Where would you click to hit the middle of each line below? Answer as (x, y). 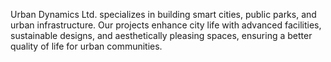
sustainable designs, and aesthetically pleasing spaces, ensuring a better (161, 35)
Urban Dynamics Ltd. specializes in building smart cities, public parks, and (163, 14)
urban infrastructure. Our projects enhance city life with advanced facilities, (166, 25)
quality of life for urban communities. (86, 46)
